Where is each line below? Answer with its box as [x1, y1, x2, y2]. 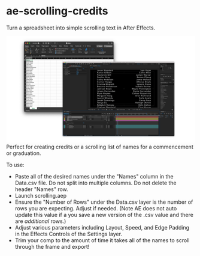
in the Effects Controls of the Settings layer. [14, 230, 123, 238]
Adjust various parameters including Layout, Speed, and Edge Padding [14, 224, 190, 231]
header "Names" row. [14, 186, 69, 193]
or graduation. [6, 150, 41, 157]
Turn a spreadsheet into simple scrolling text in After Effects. [6, 24, 156, 31]
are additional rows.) [14, 218, 66, 225]
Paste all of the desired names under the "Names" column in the [14, 173, 174, 180]
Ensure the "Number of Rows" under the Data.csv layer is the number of [14, 198, 193, 206]
